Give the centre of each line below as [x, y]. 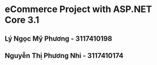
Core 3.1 [22, 20]
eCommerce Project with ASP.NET [78, 9]
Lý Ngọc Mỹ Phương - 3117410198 [58, 39]
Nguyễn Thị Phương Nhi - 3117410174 [64, 56]
